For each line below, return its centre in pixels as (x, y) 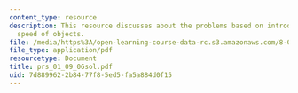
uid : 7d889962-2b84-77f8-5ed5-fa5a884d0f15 (91, 75)
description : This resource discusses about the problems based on (137, 26)
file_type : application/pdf (61, 50)
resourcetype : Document (53, 58)
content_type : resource (53, 17)
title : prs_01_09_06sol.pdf (61, 67)
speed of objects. (51, 34)
